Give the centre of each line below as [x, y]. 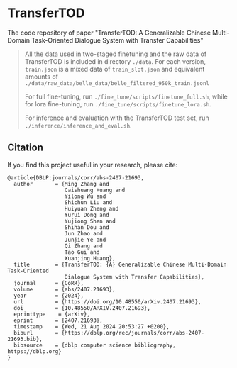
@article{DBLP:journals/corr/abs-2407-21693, [76, 178]
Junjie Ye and [85, 240]
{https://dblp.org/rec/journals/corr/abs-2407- [133, 333]
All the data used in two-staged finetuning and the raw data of [116, 54]
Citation [26, 148]
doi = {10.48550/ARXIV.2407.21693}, [82, 308]
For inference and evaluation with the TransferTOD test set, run [117, 118]
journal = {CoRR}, [49, 283]
